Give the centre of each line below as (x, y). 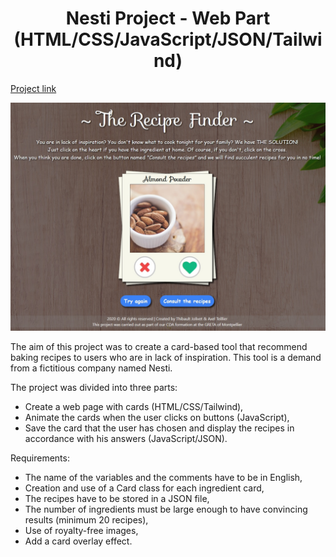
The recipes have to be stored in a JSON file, (117, 499)
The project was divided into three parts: (94, 388)
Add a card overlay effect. (78, 541)
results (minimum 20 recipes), (86, 520)
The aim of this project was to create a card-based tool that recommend (159, 347)
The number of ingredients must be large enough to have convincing (166, 509)
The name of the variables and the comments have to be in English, (163, 478)
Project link (33, 88)
